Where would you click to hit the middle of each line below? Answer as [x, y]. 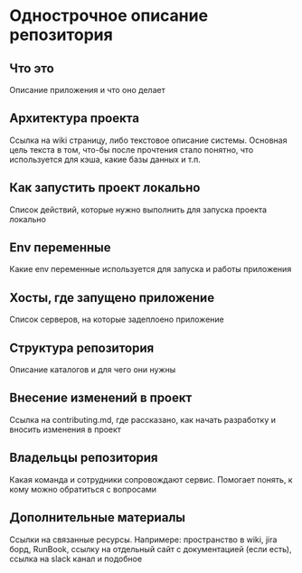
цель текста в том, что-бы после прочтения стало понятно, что [132, 149]
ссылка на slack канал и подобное [76, 559]
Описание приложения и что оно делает [87, 90]
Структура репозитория [82, 348]
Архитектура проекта [75, 118]
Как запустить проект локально [105, 188]
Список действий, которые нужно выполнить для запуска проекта [138, 210]
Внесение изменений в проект [101, 398]
